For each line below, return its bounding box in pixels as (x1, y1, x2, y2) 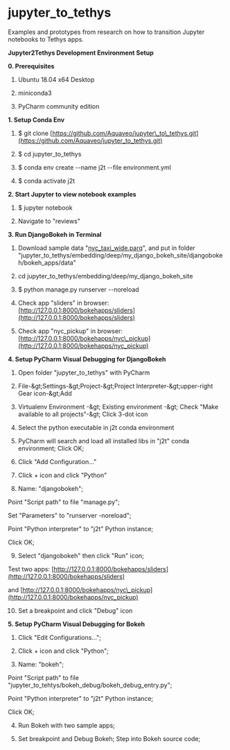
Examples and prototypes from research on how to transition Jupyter (8, 28, 205, 36)
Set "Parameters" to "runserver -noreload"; (8, 511, 132, 519)
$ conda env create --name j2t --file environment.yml (17, 163, 172, 171)
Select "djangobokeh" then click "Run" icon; (17, 551, 145, 560)
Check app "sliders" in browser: (17, 298, 109, 307)
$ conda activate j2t (17, 177, 76, 185)
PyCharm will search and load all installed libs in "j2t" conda (17, 436, 190, 445)
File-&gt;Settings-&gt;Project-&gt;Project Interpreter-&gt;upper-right (17, 382, 213, 390)
